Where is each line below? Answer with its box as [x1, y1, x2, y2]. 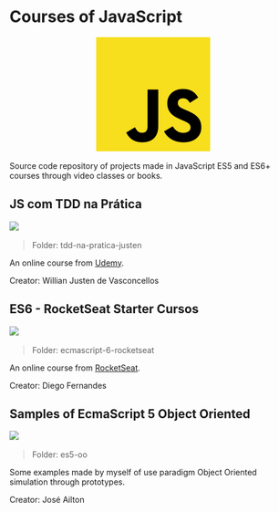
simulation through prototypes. [9, 476, 126, 487]
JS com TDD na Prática [9, 196, 143, 212]
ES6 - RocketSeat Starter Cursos [9, 301, 199, 317]
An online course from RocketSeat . [9, 362, 141, 373]
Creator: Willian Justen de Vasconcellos [9, 275, 160, 286]
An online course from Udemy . [9, 257, 125, 268]
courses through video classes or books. [9, 170, 163, 181]
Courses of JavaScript [9, 6, 183, 27]
